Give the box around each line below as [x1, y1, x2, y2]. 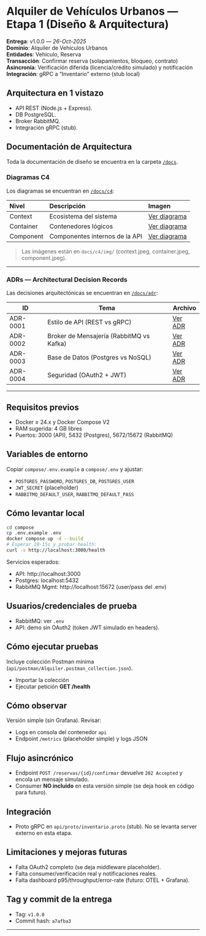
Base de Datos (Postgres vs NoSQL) [47, 353, 152, 362]
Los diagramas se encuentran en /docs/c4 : [6, 187, 115, 194]
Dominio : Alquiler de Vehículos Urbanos [6, 44, 108, 52]
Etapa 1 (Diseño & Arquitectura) [6, 17, 169, 31]
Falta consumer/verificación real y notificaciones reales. [15, 870, 158, 877]
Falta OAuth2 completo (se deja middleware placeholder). [15, 863, 161, 870]
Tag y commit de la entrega [6, 894, 112, 905]
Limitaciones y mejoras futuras [6, 847, 128, 857]
